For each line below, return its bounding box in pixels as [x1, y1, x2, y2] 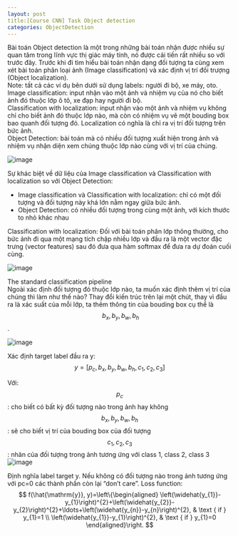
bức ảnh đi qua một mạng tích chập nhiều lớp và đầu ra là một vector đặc [7, 234, 222, 243]
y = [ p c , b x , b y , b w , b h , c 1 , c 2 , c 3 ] [74, 363, 165, 373]
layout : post [7, 10, 46, 18]
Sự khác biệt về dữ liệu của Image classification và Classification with [7, 169, 212, 178]
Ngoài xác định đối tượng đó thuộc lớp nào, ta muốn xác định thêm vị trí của [7, 285, 231, 294]
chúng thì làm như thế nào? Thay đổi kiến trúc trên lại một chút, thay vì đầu [7, 293, 227, 301]
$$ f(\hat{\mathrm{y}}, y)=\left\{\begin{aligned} [18, 490, 159, 499]
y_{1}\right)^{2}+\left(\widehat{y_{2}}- [64, 498, 175, 507]
